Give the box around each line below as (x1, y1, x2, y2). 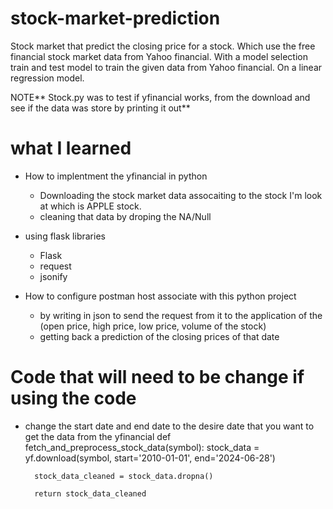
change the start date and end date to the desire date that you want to (24, 420, 315, 432)
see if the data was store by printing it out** (10, 102, 191, 114)
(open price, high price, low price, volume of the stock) (39, 320, 267, 332)
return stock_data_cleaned (34, 488, 147, 499)
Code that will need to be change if (10, 366, 305, 389)
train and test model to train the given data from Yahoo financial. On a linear (10, 61, 323, 73)
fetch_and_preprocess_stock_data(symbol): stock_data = (24, 441, 260, 453)
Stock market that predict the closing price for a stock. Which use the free (10, 40, 316, 52)
